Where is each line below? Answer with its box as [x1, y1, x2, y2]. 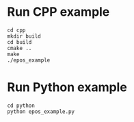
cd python [7, 102, 36, 109]
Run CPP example [7, 4, 110, 20]
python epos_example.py [7, 108, 75, 115]
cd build [7, 38, 32, 45]
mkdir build [7, 32, 41, 40]
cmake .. [7, 45, 32, 51]
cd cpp [7, 27, 26, 34]
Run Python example [7, 80, 128, 95]
